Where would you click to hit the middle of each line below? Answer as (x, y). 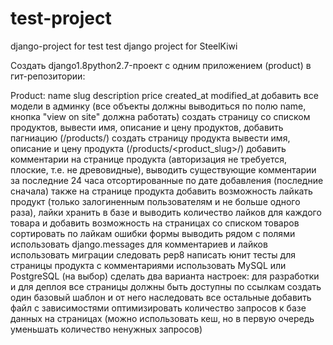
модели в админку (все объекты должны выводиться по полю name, (158, 106)
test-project (61, 18)
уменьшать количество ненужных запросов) (106, 329)
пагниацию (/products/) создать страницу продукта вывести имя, (150, 138)
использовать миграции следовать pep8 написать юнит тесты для (153, 254)
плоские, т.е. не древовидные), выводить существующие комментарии (163, 169)
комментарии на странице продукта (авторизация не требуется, (148, 159)
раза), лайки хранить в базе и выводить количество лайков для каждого (166, 212)
